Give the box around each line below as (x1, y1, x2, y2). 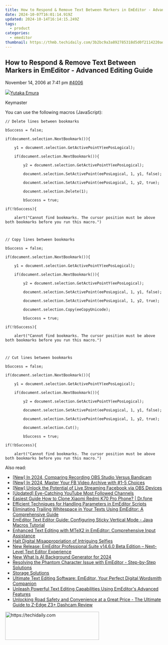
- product (9, 26, 30, 31)
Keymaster (5, 99, 27, 105)
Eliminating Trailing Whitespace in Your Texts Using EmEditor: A (12, 506, 144, 512)
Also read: (5, 464, 26, 470)
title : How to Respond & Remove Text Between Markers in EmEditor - (5, 7, 151, 12)
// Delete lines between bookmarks (5, 118, 79, 124)
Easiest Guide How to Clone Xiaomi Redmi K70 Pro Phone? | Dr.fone (12, 495, 152, 501)
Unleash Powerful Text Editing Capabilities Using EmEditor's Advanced (12, 585, 159, 591)
